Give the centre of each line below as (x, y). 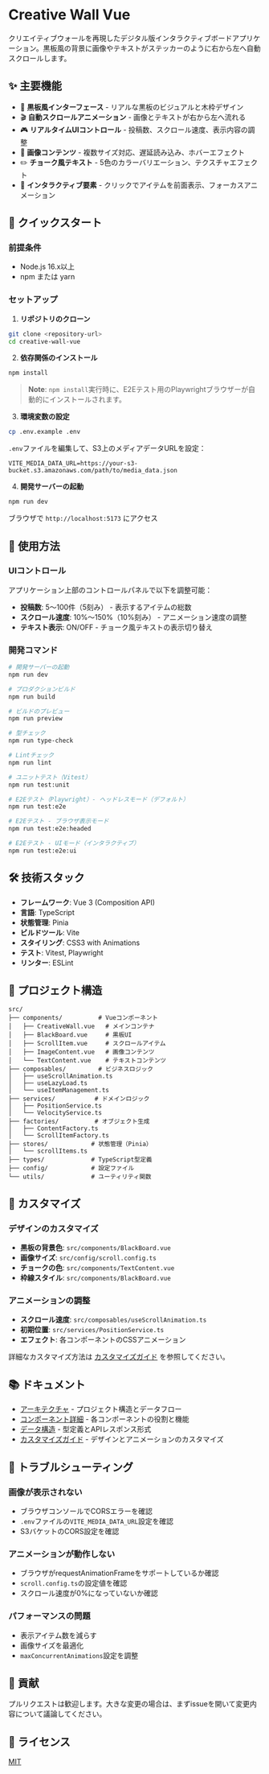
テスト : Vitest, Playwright (61, 952)
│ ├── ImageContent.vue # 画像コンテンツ (82, 1052)
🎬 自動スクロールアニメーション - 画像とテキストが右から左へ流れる (133, 117)
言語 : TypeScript (47, 912)
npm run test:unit (39, 785)
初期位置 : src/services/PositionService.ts (92, 1330)
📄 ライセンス (39, 1741)
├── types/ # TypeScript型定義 (80, 1160)
